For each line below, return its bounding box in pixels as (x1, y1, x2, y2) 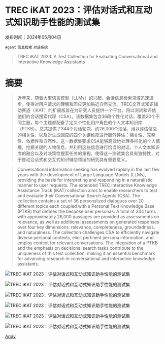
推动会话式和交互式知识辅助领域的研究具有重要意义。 (21, 156, 130, 162)
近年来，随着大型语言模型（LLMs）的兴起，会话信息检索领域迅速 (17, 95, 149, 101)
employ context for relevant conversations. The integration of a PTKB (17, 240, 158, 246)
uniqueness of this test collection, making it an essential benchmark (17, 250, 155, 256)
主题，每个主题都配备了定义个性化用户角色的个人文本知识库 (21, 119, 143, 125)
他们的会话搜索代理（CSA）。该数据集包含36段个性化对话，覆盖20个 (17, 113, 156, 119)
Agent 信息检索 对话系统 (5, 45, 48, 50)
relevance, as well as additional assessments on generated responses (17, 219, 159, 225)
